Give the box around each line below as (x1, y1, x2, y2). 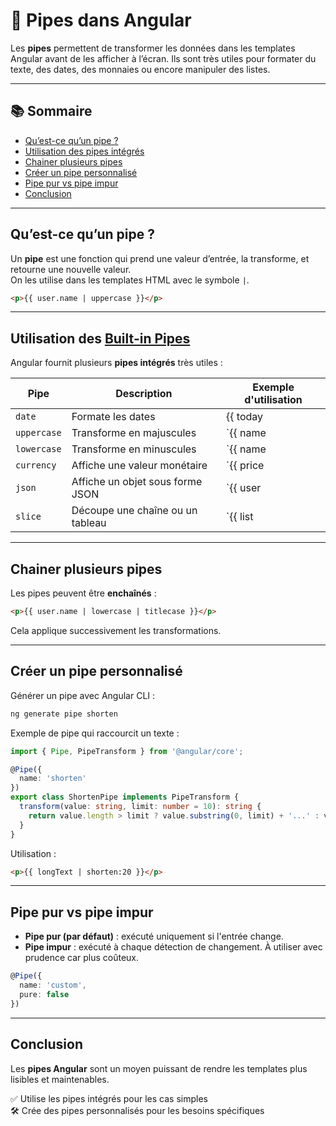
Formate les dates (71, 410, 156, 424)
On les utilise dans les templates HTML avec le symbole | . (10, 274, 250, 286)
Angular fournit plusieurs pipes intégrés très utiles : (10, 357, 223, 369)
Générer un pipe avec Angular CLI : (10, 689, 156, 701)
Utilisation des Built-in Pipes (10, 330, 191, 347)
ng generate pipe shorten (10, 709, 118, 719)
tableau (71, 516, 107, 530)
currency (15, 460, 57, 471)
